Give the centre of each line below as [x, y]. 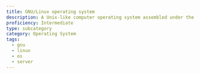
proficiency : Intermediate [40, 23]
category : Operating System [41, 34]
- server [22, 61]
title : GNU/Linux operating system [51, 12]
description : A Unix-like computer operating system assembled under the [100, 17]
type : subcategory [29, 28]
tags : [13, 39]
